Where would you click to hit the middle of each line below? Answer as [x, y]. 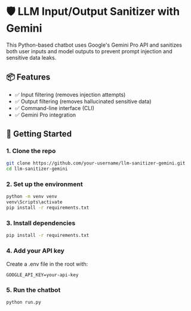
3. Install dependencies [41, 223]
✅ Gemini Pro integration [45, 115]
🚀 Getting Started [39, 134]
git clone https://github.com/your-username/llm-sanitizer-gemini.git [96, 163]
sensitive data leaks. [31, 57]
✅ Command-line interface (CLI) [54, 108]
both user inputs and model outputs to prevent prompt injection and [89, 51]
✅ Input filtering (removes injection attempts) [70, 94]
